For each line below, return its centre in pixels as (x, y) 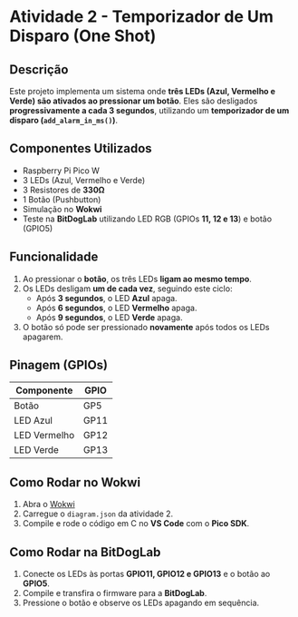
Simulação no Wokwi (62, 209)
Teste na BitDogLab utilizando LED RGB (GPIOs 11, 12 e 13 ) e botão (147, 219)
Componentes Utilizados (81, 148)
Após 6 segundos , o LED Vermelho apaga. (116, 308)
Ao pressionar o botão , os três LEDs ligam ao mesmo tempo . (137, 279)
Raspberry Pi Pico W (61, 171)
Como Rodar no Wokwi (75, 482)
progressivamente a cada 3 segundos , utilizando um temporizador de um (149, 110)
